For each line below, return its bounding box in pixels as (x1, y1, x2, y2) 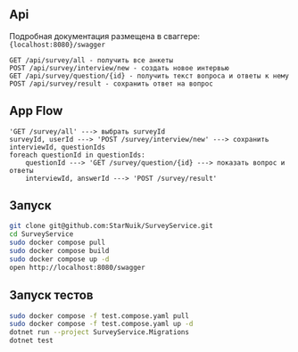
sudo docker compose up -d (9, 254, 110, 264)
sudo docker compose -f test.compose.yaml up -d (9, 320, 194, 329)
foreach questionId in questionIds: (9, 151, 145, 160)
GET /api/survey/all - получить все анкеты (9, 55, 174, 65)
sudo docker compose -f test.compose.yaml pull (9, 311, 190, 320)
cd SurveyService (9, 230, 74, 239)
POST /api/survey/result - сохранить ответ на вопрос (9, 79, 214, 88)
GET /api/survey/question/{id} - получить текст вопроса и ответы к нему (9, 71, 290, 80)
